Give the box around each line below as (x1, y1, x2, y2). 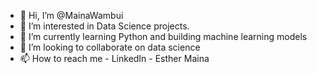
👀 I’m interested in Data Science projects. (19, 20, 190, 32)
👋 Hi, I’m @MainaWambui (19, 10, 124, 21)
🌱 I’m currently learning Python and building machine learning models (19, 31, 308, 42)
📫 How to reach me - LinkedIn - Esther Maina (19, 53, 210, 64)
